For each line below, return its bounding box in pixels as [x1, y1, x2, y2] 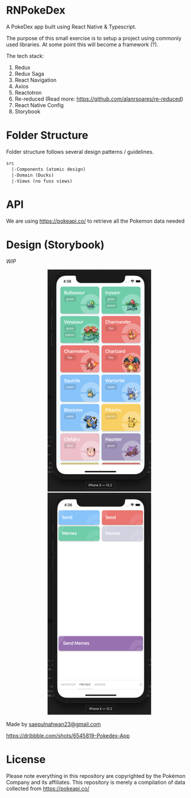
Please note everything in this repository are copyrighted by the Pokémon [6, 772, 186, 779]
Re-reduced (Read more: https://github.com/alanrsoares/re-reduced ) [14, 95, 183, 102]
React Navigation [14, 76, 57, 83]
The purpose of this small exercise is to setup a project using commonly [6, 34, 182, 41]
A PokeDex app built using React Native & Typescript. [6, 23, 137, 30]
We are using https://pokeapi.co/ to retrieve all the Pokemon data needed [6, 217, 185, 224]
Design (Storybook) [6, 238, 105, 252]
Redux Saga [14, 70, 44, 77]
